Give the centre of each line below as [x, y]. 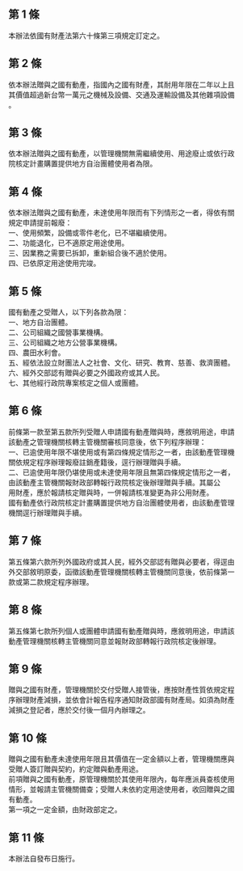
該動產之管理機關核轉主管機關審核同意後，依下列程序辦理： [107, 442]
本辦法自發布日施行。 [44, 858]
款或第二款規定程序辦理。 [51, 581]
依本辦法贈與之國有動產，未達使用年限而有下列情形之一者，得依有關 [121, 213]
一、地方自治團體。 [40, 323]
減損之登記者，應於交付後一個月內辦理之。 [79, 710]
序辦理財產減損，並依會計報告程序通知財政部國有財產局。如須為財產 [121, 700]
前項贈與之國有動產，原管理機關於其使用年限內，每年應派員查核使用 [121, 780]
